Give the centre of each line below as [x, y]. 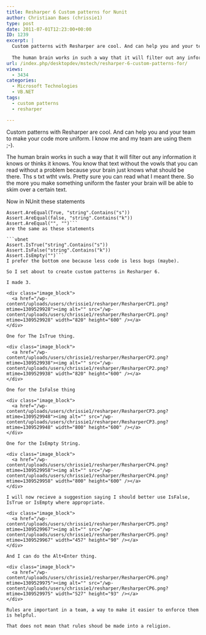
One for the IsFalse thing [41, 390]
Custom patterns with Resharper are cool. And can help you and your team [101, 132]
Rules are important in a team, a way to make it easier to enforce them [103, 610]
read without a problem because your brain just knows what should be [95, 170]
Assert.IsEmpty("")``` [35, 255]
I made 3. [19, 282]
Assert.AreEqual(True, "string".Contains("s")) [68, 212]
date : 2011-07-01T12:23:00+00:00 [49, 29]
